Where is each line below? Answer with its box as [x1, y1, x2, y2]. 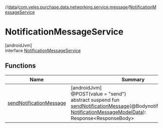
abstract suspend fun [70, 96, 120, 103]
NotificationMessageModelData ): [70, 109, 147, 115]
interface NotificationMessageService [5, 47, 81, 53]
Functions [5, 62, 36, 70]
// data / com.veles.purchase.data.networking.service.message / [5, 4, 130, 10]
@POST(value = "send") [70, 90, 127, 97]
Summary [121, 76, 145, 83]
